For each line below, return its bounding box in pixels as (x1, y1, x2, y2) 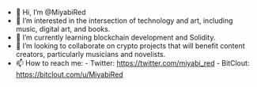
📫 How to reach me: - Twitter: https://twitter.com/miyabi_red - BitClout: (15, 59, 250, 67)
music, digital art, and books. (15, 25, 111, 33)
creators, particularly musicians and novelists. (15, 50, 166, 59)
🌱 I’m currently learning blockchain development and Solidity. (15, 32, 216, 42)
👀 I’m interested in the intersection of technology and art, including (15, 16, 233, 25)
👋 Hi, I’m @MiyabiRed (15, 8, 86, 17)
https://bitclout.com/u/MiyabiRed (15, 70, 124, 79)
